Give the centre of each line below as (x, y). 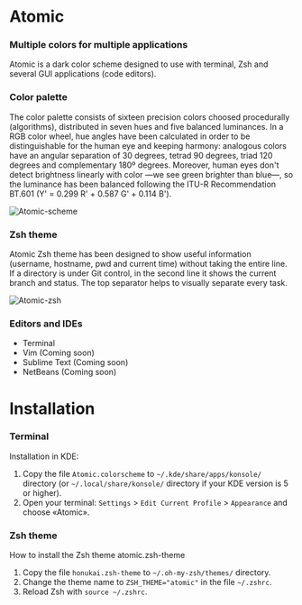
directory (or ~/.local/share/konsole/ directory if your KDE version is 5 (155, 483)
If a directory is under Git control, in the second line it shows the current (143, 273)
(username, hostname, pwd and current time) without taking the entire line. (148, 264)
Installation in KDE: (44, 456)
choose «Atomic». (56, 512)
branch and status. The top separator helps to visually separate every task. (149, 283)
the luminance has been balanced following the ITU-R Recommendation (143, 184)
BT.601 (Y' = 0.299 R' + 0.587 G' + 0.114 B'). (91, 193)
